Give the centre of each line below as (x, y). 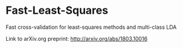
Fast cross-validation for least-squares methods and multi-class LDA (91, 27)
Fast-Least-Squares (57, 10)
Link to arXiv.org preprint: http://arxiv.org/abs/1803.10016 (77, 38)
